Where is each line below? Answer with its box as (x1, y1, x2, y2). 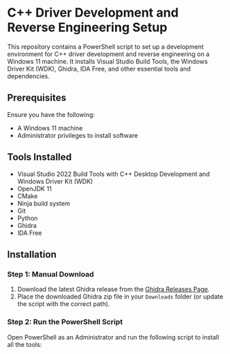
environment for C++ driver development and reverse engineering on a (7, 50, 210, 58)
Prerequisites (7, 92, 67, 104)
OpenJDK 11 (17, 184, 52, 193)
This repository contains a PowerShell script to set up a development (7, 42, 204, 51)
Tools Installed (7, 151, 72, 163)
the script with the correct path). (17, 300, 110, 308)
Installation (7, 248, 57, 260)
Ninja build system (17, 199, 71, 207)
